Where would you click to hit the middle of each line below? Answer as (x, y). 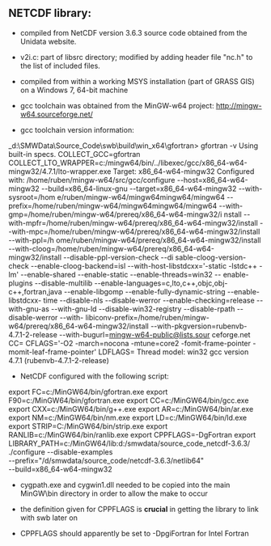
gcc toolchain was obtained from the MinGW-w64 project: (117, 105)
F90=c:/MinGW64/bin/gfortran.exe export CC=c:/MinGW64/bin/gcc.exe (129, 400)
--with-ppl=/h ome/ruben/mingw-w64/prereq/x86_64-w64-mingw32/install (135, 240)
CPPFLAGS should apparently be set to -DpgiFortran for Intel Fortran (134, 533)
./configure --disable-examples (61, 451)
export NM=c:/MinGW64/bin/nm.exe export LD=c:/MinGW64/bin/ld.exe (128, 417)
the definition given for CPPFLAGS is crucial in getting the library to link (139, 509)
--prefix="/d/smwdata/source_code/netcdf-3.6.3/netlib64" (106, 460)
